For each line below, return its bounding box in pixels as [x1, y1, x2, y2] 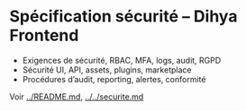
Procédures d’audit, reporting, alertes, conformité [22, 73, 206, 84]
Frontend [9, 25, 79, 46]
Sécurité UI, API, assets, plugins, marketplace [22, 64, 192, 75]
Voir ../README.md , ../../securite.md [9, 91, 144, 102]
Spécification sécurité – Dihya [9, 6, 238, 27]
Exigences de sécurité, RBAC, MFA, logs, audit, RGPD [22, 55, 222, 65]
